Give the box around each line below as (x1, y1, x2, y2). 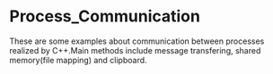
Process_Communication (9, 6, 200, 27)
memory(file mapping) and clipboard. (9, 54, 147, 65)
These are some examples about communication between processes (9, 36, 265, 46)
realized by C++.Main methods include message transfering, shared (9, 45, 261, 55)
